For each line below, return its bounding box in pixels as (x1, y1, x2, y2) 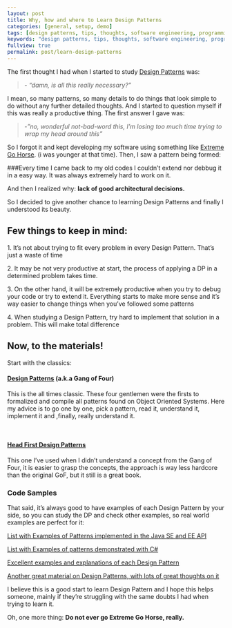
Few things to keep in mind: (7, 225, 128, 237)
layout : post (7, 10, 45, 17)
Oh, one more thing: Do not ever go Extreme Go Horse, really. (7, 614, 184, 622)
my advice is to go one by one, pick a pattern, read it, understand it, (7, 404, 200, 413)
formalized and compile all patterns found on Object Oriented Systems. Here (7, 397, 225, 405)
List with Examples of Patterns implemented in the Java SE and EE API (7, 532, 207, 540)
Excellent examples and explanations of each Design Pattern (7, 558, 180, 567)
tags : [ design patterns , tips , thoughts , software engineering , (7, 29, 196, 37)
